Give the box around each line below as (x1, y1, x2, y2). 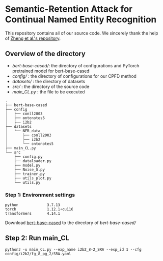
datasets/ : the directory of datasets (12, 78, 85, 84)
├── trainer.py (14, 171, 45, 176)
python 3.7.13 (5, 203, 60, 207)
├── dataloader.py (14, 158, 52, 163)
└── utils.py (14, 180, 41, 185)
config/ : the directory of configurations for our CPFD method (12, 73, 136, 79)
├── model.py (14, 163, 41, 168)
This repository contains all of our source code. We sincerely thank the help (5, 30, 159, 36)
